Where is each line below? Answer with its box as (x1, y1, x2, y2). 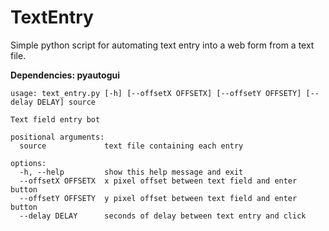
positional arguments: (10, 132, 105, 142)
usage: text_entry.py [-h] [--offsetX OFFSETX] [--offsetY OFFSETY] (10, 88, 302, 98)
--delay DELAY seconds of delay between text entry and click (19, 211, 307, 221)
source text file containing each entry (19, 141, 244, 151)
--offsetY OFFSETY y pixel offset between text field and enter (19, 193, 298, 203)
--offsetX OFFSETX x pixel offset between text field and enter (19, 176, 298, 186)
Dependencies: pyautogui (10, 69, 121, 81)
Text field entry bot (10, 114, 101, 125)
